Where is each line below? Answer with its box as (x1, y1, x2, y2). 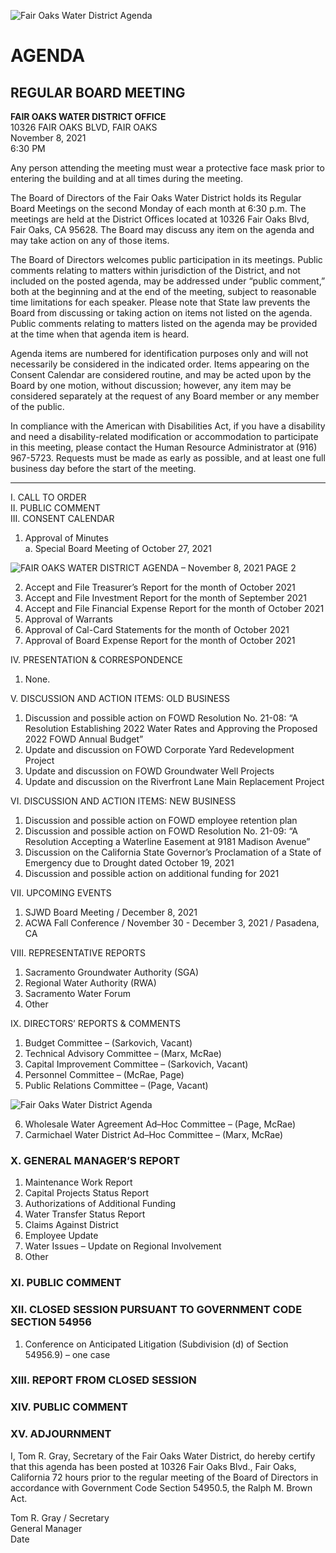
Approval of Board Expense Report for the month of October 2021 (24, 635, 296, 646)
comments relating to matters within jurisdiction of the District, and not (10, 265, 301, 276)
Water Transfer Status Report (24, 1208, 146, 1220)
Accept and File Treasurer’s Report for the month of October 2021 (24, 581, 296, 593)
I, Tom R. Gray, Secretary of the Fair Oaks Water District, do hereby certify (10, 1450, 316, 1462)
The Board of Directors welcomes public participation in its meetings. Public (10, 254, 323, 265)
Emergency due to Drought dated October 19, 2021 (24, 857, 235, 869)
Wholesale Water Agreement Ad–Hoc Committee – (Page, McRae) (24, 1118, 297, 1130)
